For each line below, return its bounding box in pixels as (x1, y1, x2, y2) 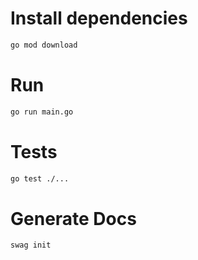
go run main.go (10, 107, 74, 117)
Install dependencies (10, 7, 188, 30)
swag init (10, 240, 52, 251)
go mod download (10, 40, 78, 50)
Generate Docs (10, 207, 137, 230)
